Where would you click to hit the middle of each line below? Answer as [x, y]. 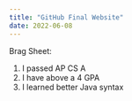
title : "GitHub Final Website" [66, 17]
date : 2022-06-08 [41, 26]
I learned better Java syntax [73, 87]
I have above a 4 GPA [61, 77]
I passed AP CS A [54, 68]
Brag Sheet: [31, 50]
